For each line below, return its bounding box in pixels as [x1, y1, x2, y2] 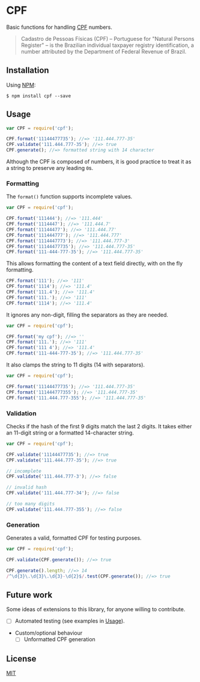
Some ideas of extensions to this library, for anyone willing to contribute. [6, 606, 186, 613]
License [6, 653, 37, 664]
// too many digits [6, 501, 55, 507]
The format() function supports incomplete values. [6, 193, 133, 200]
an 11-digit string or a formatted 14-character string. [6, 429, 134, 436]
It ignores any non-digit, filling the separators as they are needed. [6, 311, 169, 318]
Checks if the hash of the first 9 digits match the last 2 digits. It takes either [6, 422, 192, 430]
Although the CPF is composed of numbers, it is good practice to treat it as [6, 158, 192, 165]
